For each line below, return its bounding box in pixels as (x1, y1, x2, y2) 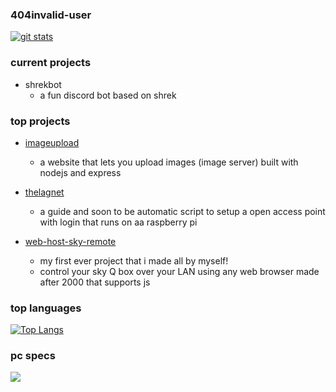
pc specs (10, 349, 56, 363)
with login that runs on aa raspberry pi (39, 216, 198, 228)
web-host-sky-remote (24, 235, 117, 247)
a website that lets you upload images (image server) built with (39, 156, 299, 168)
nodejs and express (39, 166, 122, 178)
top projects (10, 114, 71, 128)
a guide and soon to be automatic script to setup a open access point (39, 205, 326, 217)
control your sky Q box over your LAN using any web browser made (39, 265, 320, 277)
